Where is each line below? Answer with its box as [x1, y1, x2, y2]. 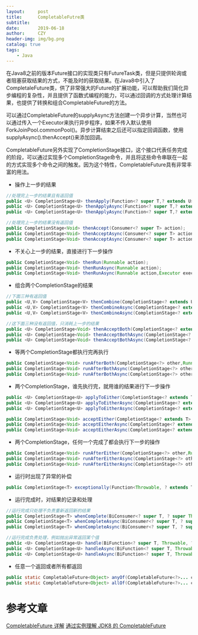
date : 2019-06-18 [6, 25, 65, 31]
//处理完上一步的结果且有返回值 [6, 192, 73, 198]
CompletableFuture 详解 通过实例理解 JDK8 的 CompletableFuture [6, 622, 166, 629]
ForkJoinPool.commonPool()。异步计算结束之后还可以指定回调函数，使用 [6, 126, 184, 133]
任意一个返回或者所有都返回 [14, 562, 82, 569]
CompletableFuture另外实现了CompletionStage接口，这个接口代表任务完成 [6, 146, 187, 153]
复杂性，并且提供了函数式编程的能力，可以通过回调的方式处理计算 [26, 91, 187, 99]
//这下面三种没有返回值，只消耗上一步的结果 [6, 320, 100, 326]
